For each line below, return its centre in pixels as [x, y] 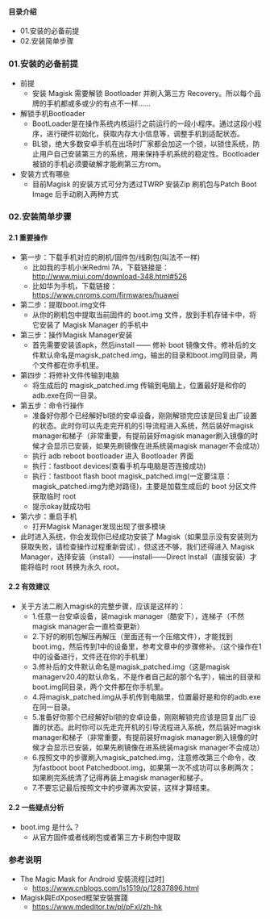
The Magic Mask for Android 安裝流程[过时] [92, 879]
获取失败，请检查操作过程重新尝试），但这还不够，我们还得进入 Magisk [137, 546]
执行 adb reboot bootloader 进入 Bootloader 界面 [113, 456]
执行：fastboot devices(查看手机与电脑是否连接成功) [119, 466]
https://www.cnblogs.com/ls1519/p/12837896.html [116, 888]
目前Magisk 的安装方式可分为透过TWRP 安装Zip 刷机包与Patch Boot [144, 184]
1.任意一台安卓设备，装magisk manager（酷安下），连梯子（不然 [138, 616]
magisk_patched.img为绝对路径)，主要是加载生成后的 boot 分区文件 [144, 486]
